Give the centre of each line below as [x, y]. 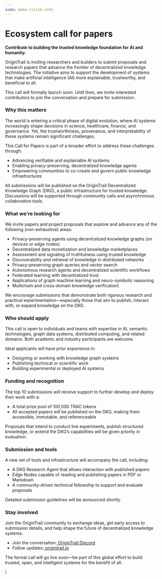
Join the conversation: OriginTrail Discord [54, 543]
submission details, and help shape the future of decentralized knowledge [79, 528]
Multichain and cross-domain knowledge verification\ [65, 286]
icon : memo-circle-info [29, 10]
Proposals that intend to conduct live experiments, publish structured [74, 426]
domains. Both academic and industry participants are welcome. [70, 339]
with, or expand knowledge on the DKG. [45, 305]
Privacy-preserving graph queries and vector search [65, 265]
